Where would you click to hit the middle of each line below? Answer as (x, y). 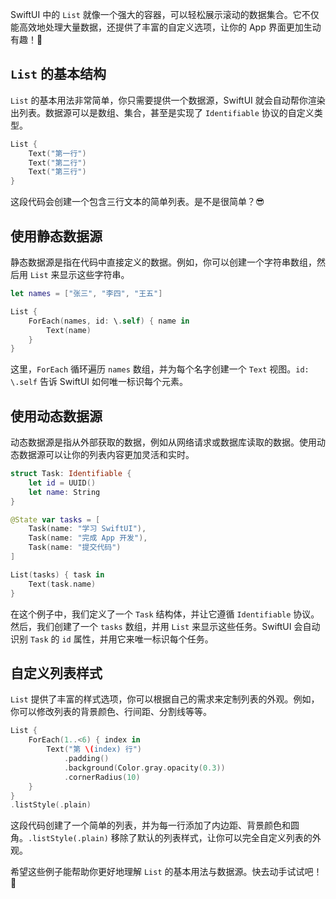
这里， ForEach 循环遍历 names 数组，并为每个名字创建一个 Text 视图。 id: (160, 369)
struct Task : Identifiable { (71, 474)
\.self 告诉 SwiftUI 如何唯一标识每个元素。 (99, 382)
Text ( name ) (69, 330)
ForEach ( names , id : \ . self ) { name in (109, 321)
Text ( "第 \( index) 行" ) (94, 749)
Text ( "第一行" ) (57, 153)
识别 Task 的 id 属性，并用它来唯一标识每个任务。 (112, 639)
